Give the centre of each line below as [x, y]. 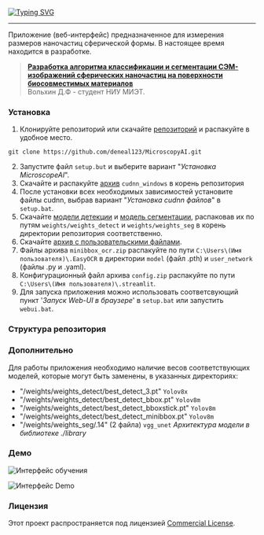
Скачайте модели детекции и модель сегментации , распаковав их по [137, 217]
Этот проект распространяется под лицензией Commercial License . [122, 523]
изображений [51, 75]
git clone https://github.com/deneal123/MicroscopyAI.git [105, 152]
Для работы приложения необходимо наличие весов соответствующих [129, 367]
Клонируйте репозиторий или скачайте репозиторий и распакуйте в [134, 129]
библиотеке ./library [53, 433]
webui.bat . [37, 309]
